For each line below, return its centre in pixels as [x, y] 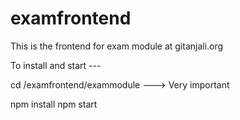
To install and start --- [56, 65]
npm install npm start [54, 104]
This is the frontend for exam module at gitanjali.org [117, 46]
